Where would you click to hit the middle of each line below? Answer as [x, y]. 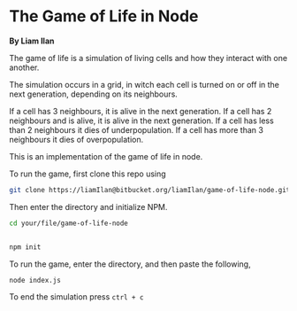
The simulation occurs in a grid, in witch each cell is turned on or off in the [145, 84]
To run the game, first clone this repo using [88, 174]
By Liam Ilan [32, 41]
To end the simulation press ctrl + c [76, 297]
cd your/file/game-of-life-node [69, 223]
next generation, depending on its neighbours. [94, 94]
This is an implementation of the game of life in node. [106, 156]
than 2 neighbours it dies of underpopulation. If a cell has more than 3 [136, 129]
